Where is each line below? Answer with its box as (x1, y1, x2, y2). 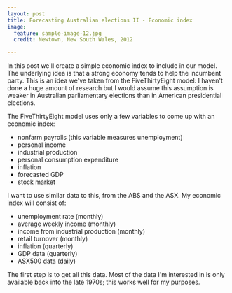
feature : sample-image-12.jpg (13, 29, 102, 37)
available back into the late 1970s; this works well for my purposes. (7, 278, 200, 287)
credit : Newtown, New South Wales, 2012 (13, 36, 133, 43)
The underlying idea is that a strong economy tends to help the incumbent (7, 69, 221, 78)
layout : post (7, 10, 46, 17)
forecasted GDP (17, 171, 64, 179)
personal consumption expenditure (17, 155, 119, 164)
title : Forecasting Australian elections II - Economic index (7, 17, 193, 24)
